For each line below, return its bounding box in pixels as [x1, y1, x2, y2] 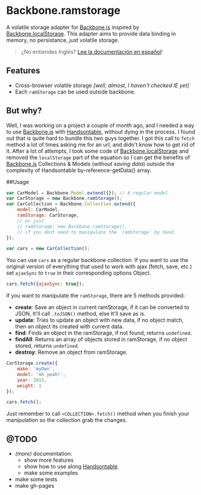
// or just [17, 218, 45, 224]
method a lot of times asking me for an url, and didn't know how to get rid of [6, 141, 195, 148]
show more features [23, 456, 74, 464]
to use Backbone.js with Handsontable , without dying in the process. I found [6, 128, 196, 135]
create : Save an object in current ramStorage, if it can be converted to [14, 304, 190, 311]
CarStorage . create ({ [6, 360, 58, 366]
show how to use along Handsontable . [23, 463, 119, 470]
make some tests [14, 476, 58, 483]
